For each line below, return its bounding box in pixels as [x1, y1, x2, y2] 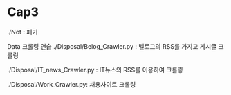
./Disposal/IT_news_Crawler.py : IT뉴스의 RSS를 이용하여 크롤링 [7, 65, 183, 74]
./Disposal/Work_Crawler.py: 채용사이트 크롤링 [7, 80, 136, 88]
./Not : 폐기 [7, 28, 38, 36]
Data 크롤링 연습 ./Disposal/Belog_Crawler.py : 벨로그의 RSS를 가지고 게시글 [7, 42, 217, 50]
